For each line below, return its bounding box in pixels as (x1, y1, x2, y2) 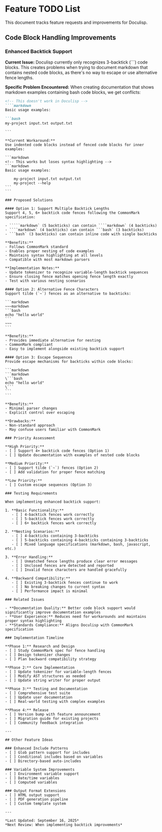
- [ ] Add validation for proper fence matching (5, 470, 105, 475)
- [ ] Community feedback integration (5, 720, 83, 725)
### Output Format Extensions (5, 788, 66, 793)
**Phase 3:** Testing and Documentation (5, 686, 88, 691)
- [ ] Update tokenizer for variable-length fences (5, 669, 112, 674)
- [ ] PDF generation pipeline (5, 797, 68, 802)
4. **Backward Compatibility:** (5, 576, 70, 581)
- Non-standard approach (5, 423, 55, 428)
